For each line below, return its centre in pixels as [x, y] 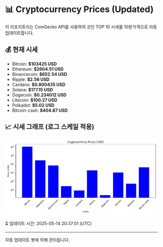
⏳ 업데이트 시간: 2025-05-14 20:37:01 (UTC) [49, 223]
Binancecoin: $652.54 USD [40, 74]
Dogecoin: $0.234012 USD [39, 95]
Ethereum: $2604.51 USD [38, 69]
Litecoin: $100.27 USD [34, 100]
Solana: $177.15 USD [33, 89]
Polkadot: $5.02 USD [33, 105]
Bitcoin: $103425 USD [34, 64]
